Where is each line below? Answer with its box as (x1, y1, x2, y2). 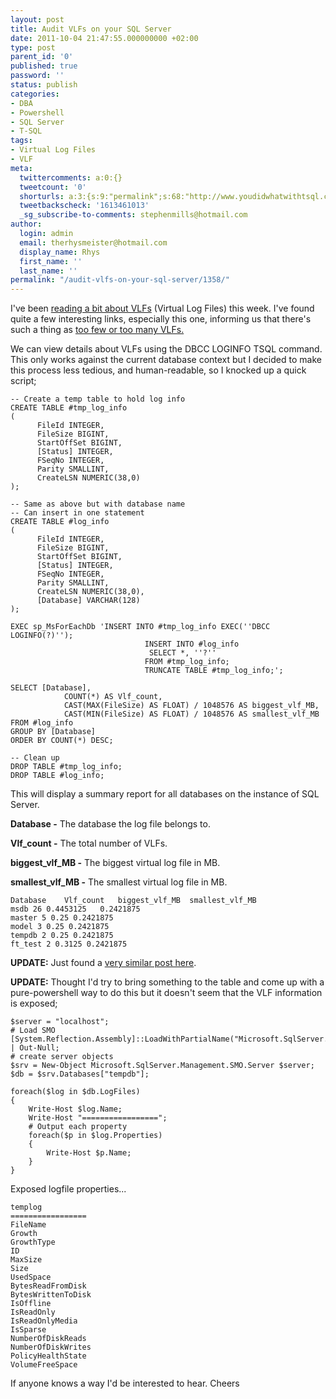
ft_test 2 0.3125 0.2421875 (10, 939, 128, 950)
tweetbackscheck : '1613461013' (19, 201, 150, 211)
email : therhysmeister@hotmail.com (19, 237, 168, 248)
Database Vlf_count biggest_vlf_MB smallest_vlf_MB (10, 896, 257, 906)
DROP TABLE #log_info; (10, 771, 105, 781)
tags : (10, 136, 33, 146)
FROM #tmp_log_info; (144, 657, 230, 667)
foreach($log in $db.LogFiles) (10, 1087, 141, 1097)
